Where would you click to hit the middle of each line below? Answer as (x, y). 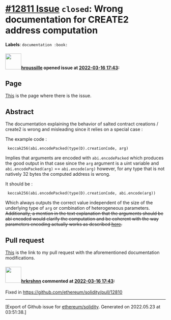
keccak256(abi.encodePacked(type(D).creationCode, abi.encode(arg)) (82, 194)
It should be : (19, 184)
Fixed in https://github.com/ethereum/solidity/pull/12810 (64, 292)
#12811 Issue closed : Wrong (64, 9)
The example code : (26, 139)
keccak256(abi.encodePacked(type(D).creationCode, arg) (68, 149)
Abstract (20, 111)
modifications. (20, 258)
